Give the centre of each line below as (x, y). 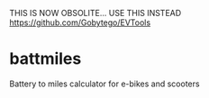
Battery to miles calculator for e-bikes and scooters (104, 84)
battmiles (45, 59)
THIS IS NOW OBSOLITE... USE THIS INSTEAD (95, 13)
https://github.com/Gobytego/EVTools (80, 22)
